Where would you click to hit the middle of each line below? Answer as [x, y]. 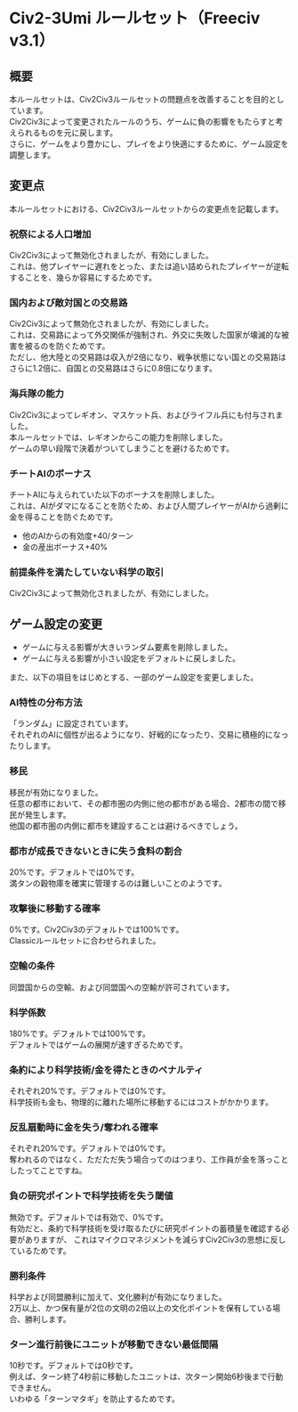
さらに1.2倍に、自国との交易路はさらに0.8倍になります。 [113, 368]
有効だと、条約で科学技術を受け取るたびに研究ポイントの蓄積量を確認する [145, 1228]
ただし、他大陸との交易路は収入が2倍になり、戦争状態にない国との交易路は [148, 357]
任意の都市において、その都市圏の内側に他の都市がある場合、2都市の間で [144, 804]
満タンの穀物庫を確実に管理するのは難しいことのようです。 [118, 883]
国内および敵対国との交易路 [68, 303]
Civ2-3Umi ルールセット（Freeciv [135, 18]
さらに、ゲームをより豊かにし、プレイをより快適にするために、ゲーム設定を [149, 144]
